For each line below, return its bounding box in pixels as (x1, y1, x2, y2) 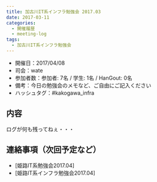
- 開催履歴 (11, 25, 35, 32)
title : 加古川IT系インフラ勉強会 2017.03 (6, 8, 101, 15)
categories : (6, 20, 36, 26)
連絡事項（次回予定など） (6, 145, 101, 155)
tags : (6, 37, 20, 43)
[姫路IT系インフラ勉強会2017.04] (14, 169, 96, 177)
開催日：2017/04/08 (14, 59, 65, 66)
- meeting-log (11, 31, 47, 37)
